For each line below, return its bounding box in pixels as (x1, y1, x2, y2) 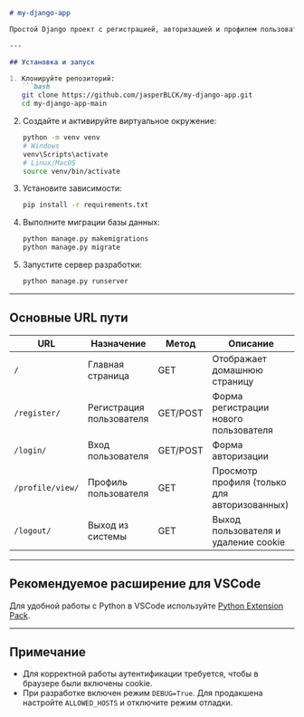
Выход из (87, 519, 129, 531)
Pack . (9, 609, 31, 620)
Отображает (212, 352, 267, 365)
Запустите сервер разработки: (22, 259, 143, 270)
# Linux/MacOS (22, 158, 76, 167)
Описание (228, 337, 274, 349)
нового (212, 412, 243, 425)
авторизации (212, 449, 269, 462)
